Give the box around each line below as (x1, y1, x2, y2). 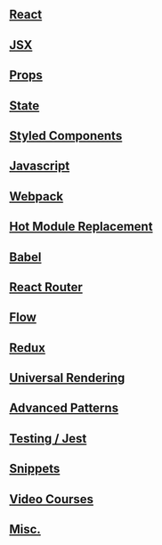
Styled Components (9, 128, 123, 143)
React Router (9, 280, 83, 295)
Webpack (9, 189, 64, 204)
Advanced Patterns (9, 401, 118, 416)
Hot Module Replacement (9, 219, 153, 234)
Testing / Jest (9, 431, 87, 446)
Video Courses (9, 492, 94, 507)
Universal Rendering (9, 370, 126, 386)
